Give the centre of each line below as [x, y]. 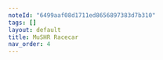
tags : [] [22, 23]
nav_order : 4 [29, 44]
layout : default [34, 30]
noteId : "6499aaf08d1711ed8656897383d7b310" [82, 15]
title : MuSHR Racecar [43, 37]
